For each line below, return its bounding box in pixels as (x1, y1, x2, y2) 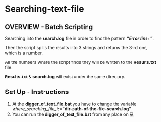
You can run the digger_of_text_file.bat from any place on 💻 (12, 111, 134, 117)
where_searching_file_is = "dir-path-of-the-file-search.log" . (12, 106, 133, 112)
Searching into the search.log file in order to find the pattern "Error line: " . (5, 35, 154, 41)
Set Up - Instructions (5, 88, 69, 96)
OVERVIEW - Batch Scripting (5, 23, 93, 31)
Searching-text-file (5, 3, 84, 15)
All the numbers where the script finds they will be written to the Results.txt (5, 60, 156, 65)
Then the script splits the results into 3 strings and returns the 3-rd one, (5, 45, 148, 50)
